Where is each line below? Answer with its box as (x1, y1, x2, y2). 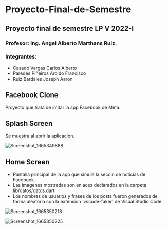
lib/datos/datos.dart (12, 187, 55, 194)
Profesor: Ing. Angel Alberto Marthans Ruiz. (5, 40, 117, 47)
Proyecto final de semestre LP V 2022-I (5, 24, 134, 33)
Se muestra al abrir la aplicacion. (5, 132, 74, 139)
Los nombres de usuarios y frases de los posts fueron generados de (12, 193, 158, 199)
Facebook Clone (5, 91, 59, 100)
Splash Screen (5, 119, 53, 128)
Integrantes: (5, 53, 37, 60)
